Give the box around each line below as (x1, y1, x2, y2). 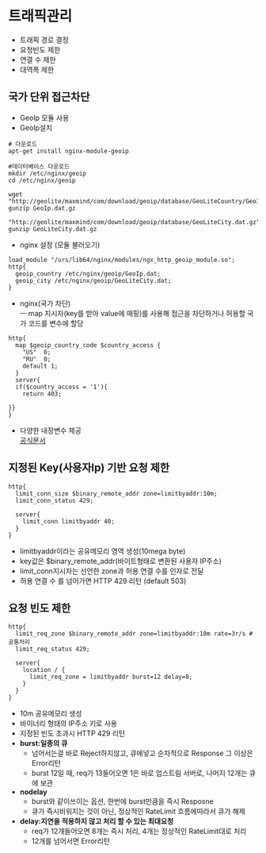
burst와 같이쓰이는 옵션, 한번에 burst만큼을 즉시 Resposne (31, 797, 214, 806)
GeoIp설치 (19, 122, 53, 132)
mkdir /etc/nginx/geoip (8, 169, 87, 177)
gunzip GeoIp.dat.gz (8, 204, 77, 212)
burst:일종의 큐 (19, 739, 68, 748)
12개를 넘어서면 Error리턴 (31, 836, 111, 846)
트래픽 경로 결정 (19, 35, 69, 44)
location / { (22, 666, 66, 674)
